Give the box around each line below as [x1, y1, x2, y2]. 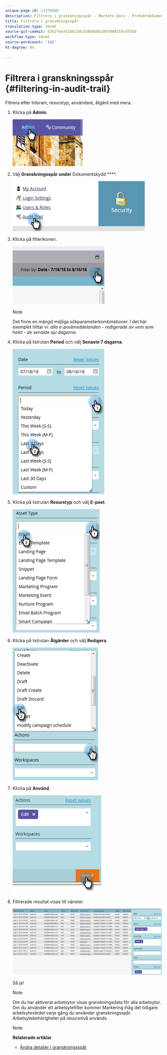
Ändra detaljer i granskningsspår [19, 1044, 87, 1050]
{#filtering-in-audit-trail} [5, 83, 111, 94]
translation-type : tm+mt [5, 24, 57, 29]
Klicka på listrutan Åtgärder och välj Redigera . [12, 637, 108, 643]
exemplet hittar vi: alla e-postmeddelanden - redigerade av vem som [12, 324, 154, 330]
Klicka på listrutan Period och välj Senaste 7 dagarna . [12, 339, 123, 345]
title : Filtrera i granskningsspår [5, 18, 79, 23]
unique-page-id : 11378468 [5, 8, 59, 13]
